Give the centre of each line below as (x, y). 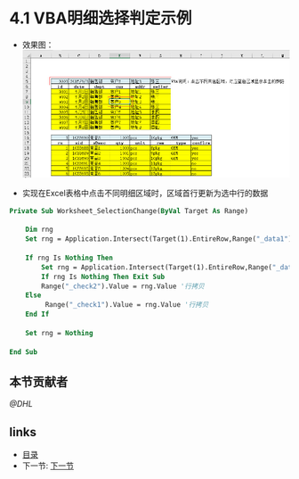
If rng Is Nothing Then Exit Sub (103, 277)
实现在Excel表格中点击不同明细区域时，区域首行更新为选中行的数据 (145, 193)
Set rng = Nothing (59, 333)
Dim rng (39, 230)
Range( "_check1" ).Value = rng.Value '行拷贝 (127, 305)
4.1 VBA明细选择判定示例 (101, 18)
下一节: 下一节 (48, 466)
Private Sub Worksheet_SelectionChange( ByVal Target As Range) (129, 211)
